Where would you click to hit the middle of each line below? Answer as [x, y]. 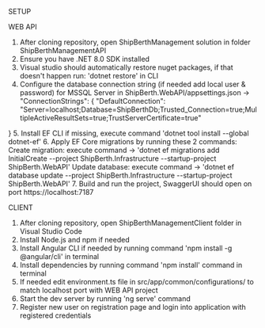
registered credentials [55, 315]
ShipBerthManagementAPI [63, 50]
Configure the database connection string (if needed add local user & [133, 84]
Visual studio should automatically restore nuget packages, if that [126, 67]
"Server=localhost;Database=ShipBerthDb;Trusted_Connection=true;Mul [138, 109]
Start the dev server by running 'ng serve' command [105, 299]
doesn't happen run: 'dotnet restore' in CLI [89, 76]
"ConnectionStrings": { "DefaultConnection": [93, 101]
